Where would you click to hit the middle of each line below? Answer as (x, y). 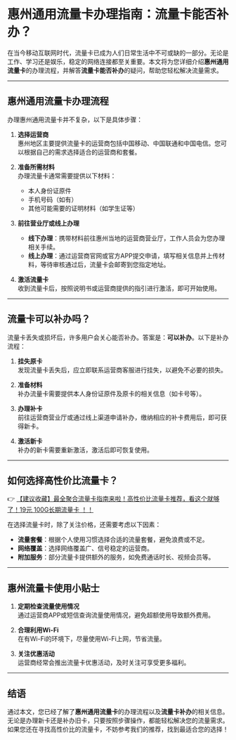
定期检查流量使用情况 (48, 606)
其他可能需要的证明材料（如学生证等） (83, 208)
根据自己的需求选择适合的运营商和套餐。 (82, 152)
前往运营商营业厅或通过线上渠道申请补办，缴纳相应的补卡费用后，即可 (119, 417)
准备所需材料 (36, 167)
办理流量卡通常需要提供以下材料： (67, 176)
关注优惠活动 (36, 654)
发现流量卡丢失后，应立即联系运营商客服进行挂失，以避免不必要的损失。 (122, 370)
